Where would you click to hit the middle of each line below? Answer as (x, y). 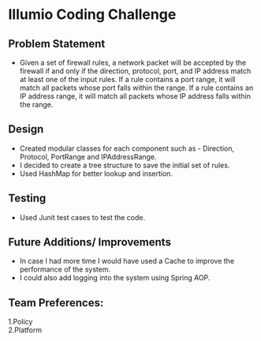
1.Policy (21, 322)
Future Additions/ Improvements (90, 242)
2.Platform (25, 330)
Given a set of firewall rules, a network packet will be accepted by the (133, 62)
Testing (27, 199)
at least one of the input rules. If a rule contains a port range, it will (127, 79)
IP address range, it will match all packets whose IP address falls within (135, 96)
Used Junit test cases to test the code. (82, 217)
